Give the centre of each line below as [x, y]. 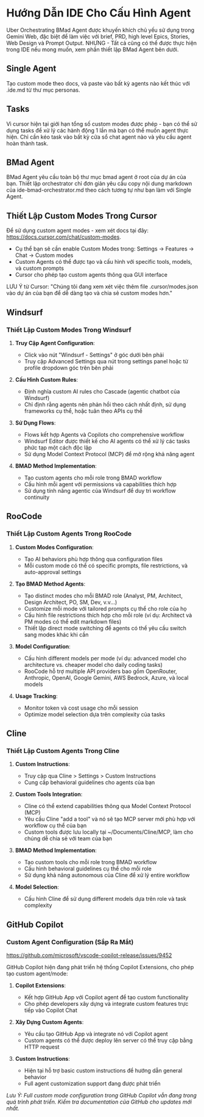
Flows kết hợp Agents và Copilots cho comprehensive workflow [104, 434]
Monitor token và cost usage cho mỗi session [81, 708]
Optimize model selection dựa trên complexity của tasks [95, 714]
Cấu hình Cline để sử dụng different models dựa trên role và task [105, 899]
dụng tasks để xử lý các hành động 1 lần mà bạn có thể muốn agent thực [97, 130]
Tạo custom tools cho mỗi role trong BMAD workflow [90, 862]
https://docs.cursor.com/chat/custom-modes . [64, 237]
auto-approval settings [53, 572]
